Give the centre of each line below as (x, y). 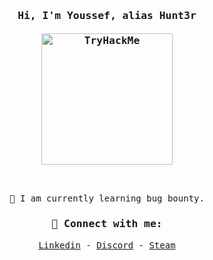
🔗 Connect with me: (107, 224)
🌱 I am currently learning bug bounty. (107, 198)
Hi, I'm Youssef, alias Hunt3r (107, 15)
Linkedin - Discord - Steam (107, 245)
